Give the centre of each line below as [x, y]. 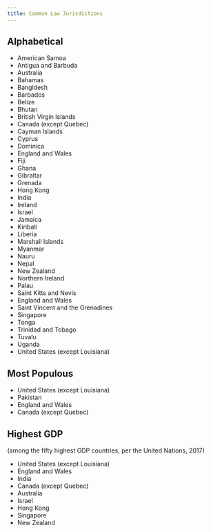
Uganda [28, 344]
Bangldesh [32, 88]
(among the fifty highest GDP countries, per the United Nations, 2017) [106, 450]
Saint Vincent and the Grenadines [65, 307]
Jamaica [29, 220]
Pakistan [29, 397]
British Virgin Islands [46, 117]
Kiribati [27, 227]
